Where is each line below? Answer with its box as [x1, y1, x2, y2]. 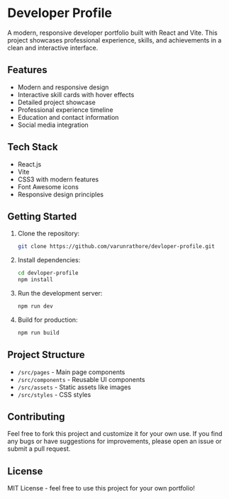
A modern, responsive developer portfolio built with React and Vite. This [7, 28, 218, 37]
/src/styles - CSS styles [17, 390, 91, 398]
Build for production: [17, 315, 78, 324]
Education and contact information [17, 113, 119, 121]
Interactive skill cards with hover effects [17, 90, 135, 99]
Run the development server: [17, 289, 103, 297]
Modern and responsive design [17, 83, 109, 91]
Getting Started [7, 211, 77, 223]
